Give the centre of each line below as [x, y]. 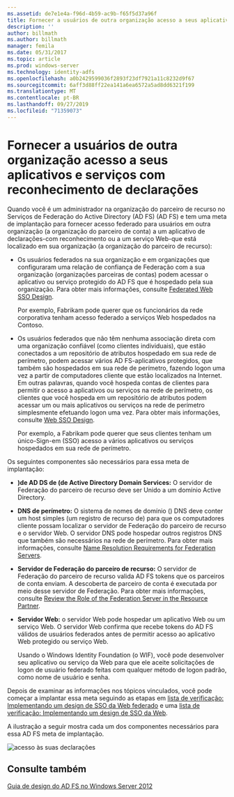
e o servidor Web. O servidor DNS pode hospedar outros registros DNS [119, 533]
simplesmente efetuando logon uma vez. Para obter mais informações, [119, 412]
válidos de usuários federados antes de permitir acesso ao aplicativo [116, 634]
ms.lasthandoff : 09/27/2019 [48, 105]
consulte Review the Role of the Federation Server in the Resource [112, 598]
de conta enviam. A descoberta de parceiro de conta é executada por [117, 583]
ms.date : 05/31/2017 [37, 53]
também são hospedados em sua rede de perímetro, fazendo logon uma [121, 368]
